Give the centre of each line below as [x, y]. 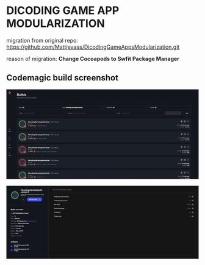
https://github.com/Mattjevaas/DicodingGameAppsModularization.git [93, 47]
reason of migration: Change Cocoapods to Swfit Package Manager [93, 58]
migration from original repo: [42, 40]
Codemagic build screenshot [63, 78]
